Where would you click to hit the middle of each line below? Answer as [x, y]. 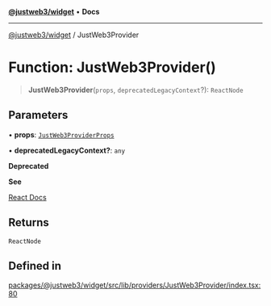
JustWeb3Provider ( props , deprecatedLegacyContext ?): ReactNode [135, 90]
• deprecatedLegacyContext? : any [67, 150]
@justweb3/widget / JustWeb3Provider [74, 35]
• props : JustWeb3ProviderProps [61, 134]
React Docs [27, 197]
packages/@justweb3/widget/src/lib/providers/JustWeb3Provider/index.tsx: [135, 285]
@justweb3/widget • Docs [54, 12]
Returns [29, 222]
